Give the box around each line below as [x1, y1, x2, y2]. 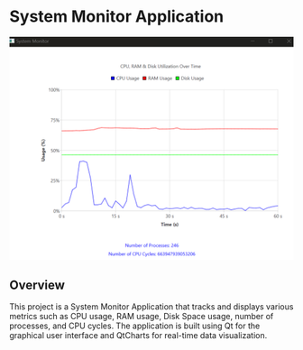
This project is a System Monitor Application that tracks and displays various [9, 301, 294, 312]
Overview [9, 278, 66, 293]
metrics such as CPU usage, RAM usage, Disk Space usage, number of [9, 311, 274, 322]
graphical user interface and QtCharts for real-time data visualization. [9, 330, 268, 341]
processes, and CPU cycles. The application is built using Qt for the [9, 320, 261, 331]
